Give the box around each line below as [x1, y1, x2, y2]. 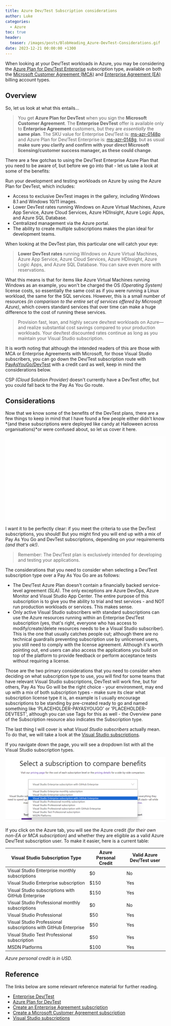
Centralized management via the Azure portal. [12, 220, 109, 226]
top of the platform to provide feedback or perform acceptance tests [12, 652, 157, 659]
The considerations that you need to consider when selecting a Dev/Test [5, 566, 158, 573]
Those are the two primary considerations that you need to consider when [5, 667, 161, 674]
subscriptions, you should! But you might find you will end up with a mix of [5, 531, 161, 537]
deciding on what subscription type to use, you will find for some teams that [5, 673, 165, 679]
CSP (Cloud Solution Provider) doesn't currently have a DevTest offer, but [5, 377, 159, 383]
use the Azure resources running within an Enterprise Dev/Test [12, 614, 145, 620]
